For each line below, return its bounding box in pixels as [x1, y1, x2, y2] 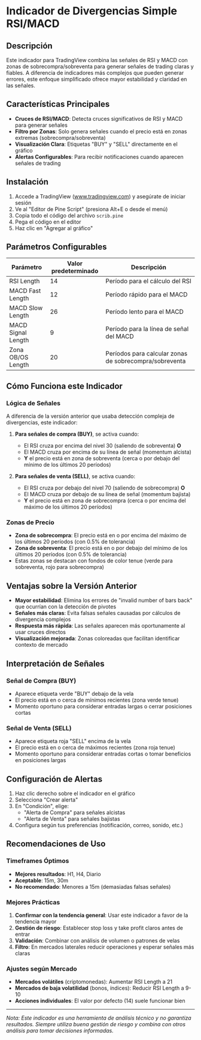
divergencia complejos [14, 616, 71, 623]
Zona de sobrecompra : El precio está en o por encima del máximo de [14, 532, 187, 539]
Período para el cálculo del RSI [105, 277, 191, 285]
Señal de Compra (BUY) [6, 677, 77, 685]
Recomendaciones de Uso [6, 839, 106, 849]
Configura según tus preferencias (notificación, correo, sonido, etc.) [14, 822, 184, 829]
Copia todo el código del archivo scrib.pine [14, 212, 124, 219]
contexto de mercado [14, 641, 68, 649]
